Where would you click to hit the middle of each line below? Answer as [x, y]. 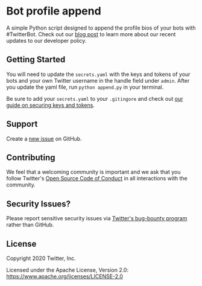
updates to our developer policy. [46, 40]
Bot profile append [54, 11]
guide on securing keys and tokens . [51, 105]
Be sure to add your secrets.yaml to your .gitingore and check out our [95, 98]
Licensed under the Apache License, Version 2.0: [67, 270]
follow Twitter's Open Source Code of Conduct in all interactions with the [97, 179]
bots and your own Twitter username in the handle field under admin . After [98, 80]
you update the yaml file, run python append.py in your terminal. [85, 87]
